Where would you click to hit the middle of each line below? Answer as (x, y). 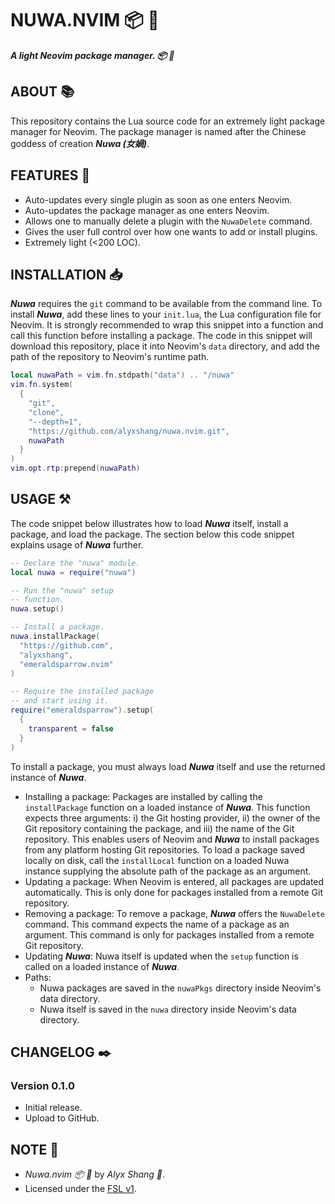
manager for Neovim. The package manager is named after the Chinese (158, 131)
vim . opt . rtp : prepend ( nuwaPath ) (75, 468)
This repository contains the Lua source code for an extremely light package (168, 121)
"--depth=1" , (55, 422)
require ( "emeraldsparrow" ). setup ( (82, 710)
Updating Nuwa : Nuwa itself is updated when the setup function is (161, 956)
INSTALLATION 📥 (66, 274)
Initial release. (53, 1108)
